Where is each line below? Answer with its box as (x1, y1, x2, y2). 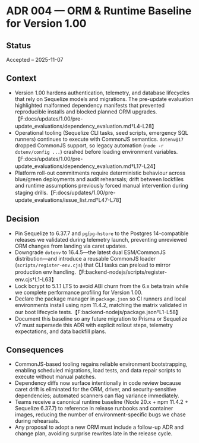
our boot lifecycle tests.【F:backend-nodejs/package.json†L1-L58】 (14, 308, 181, 315)
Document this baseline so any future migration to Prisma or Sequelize (14, 315, 188, 322)
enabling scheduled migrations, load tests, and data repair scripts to (14, 367, 182, 374)
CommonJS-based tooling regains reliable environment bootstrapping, (14, 360, 188, 368)
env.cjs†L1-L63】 (14, 276, 57, 283)
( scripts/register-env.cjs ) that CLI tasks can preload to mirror (14, 261, 171, 268)
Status (6, 40, 31, 50)
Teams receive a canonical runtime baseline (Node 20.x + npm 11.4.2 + (14, 398, 189, 406)
